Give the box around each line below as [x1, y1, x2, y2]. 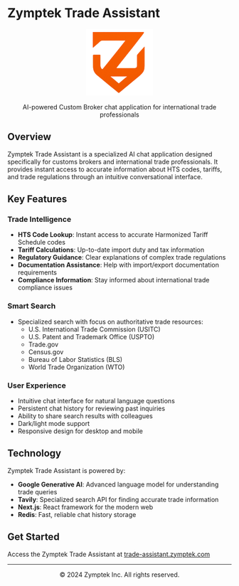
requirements [17, 268, 57, 277]
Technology [7, 447, 62, 459]
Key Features [7, 193, 68, 206]
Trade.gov [28, 340, 59, 348]
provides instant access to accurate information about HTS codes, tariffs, [7, 165, 223, 174]
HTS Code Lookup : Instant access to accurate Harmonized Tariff [17, 230, 208, 239]
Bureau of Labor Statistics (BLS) [28, 355, 123, 363]
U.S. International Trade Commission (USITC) [28, 325, 161, 334]
